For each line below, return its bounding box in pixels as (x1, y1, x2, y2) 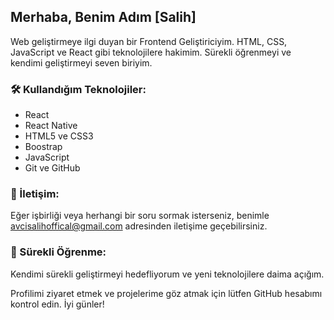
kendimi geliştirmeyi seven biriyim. (10, 56, 153, 69)
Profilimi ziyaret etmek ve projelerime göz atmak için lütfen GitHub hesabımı (10, 287, 323, 299)
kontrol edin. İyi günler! (10, 298, 105, 310)
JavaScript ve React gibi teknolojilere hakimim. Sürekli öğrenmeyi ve (10, 46, 292, 58)
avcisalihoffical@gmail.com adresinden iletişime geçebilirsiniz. (10, 220, 268, 232)
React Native (24, 120, 78, 132)
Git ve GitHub (24, 162, 81, 174)
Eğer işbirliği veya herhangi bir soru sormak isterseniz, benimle (10, 210, 270, 222)
